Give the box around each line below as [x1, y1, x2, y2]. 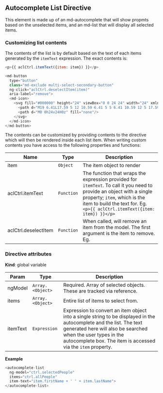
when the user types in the [63, 331, 124, 338]
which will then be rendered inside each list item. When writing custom [5, 137, 147, 143]
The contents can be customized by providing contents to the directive [5, 132, 147, 138]
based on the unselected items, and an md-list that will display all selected [5, 22, 154, 28]
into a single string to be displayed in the [63, 313, 155, 320]
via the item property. [63, 343, 113, 350]
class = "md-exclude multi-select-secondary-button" [9, 83, 114, 87]
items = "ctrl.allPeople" [9, 374, 57, 379]
